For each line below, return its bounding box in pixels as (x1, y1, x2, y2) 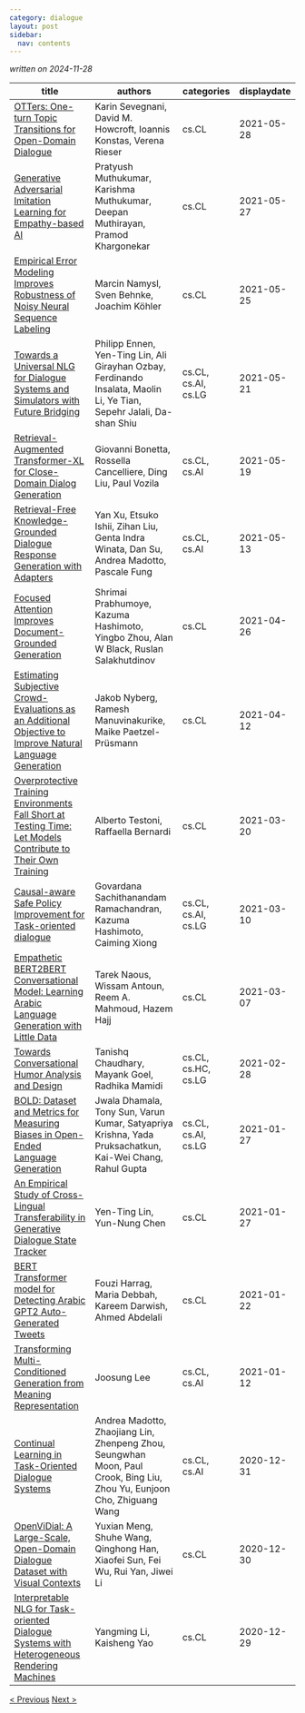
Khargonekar (94, 240, 151, 252)
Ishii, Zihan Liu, (94, 520, 159, 533)
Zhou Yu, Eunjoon (94, 1482, 171, 1495)
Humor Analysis (14, 1068, 82, 1081)
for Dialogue (14, 371, 66, 384)
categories (182, 85, 231, 98)
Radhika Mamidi (94, 1079, 163, 1092)
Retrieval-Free (14, 503, 77, 516)
